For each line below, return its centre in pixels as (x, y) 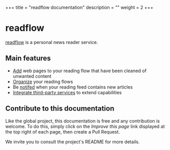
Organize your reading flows (43, 81)
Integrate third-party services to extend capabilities (67, 92)
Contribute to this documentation (60, 109)
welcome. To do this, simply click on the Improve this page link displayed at (85, 126)
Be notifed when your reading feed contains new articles (73, 87)
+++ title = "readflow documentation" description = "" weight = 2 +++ (79, 7)
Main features (28, 58)
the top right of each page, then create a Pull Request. (63, 132)
